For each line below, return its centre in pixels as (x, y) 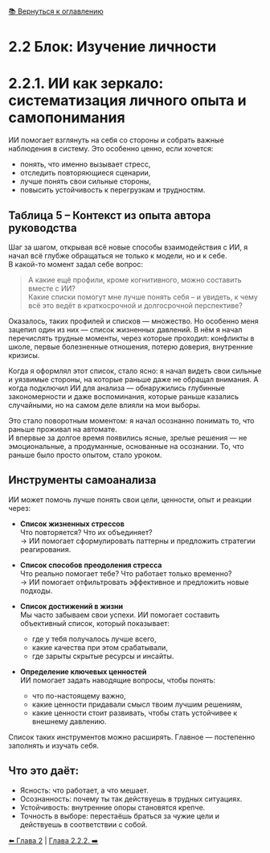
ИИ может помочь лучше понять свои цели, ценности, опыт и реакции (130, 499)
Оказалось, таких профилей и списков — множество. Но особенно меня (133, 321)
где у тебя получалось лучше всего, (94, 639)
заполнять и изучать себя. (53, 745)
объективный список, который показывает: (95, 623)
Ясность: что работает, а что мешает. (84, 790)
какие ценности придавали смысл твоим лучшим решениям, (137, 704)
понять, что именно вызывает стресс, (85, 164)
